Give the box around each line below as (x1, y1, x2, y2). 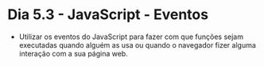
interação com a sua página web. (18, 49, 128, 58)
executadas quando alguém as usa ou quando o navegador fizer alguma (18, 40, 256, 49)
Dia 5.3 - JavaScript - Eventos (7, 6, 208, 24)
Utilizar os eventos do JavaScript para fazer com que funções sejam (18, 32, 244, 41)
